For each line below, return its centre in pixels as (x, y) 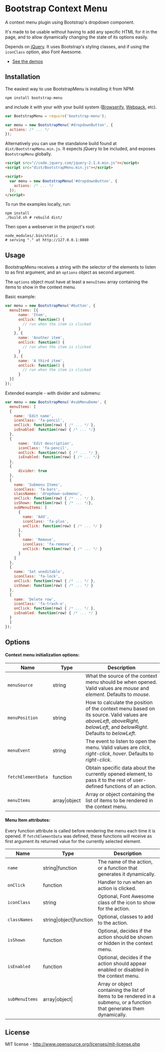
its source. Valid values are (116, 715)
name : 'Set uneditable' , (39, 572)
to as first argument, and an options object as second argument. (70, 272)
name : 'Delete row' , (35, 599)
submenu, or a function (124, 1003)
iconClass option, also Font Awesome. (44, 52)
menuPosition (23, 718)
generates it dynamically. (127, 874)
